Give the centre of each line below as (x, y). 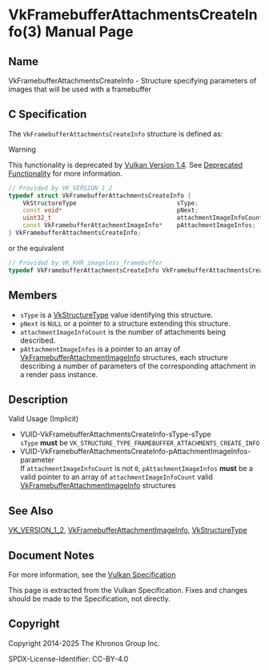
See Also (31, 511)
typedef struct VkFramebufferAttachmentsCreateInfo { (100, 195)
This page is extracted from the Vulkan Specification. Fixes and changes (128, 590)
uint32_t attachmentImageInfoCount (143, 218)
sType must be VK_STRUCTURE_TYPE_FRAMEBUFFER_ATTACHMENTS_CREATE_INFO (140, 443)
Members (33, 296)
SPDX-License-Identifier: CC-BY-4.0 (68, 659)
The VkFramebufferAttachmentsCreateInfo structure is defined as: (116, 133)
